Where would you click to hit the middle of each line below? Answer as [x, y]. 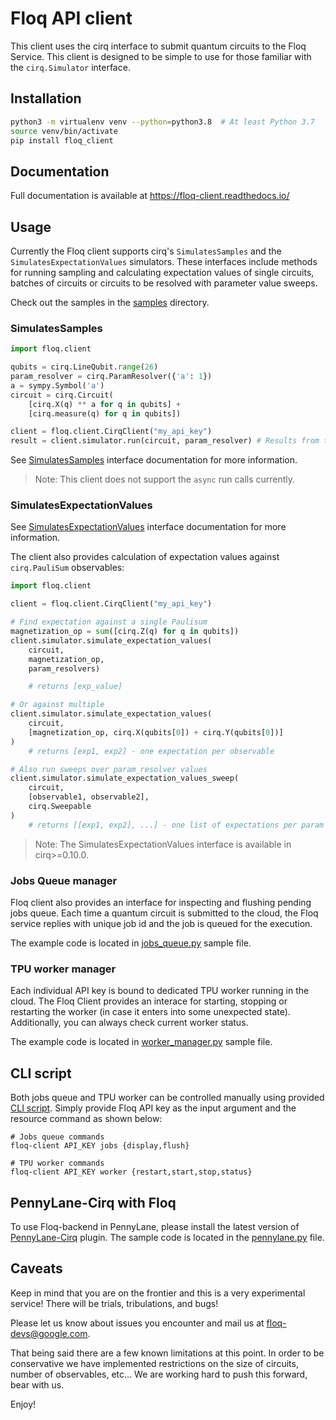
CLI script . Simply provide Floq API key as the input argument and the [153, 1108]
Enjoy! [23, 1404]
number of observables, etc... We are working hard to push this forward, [159, 1374]
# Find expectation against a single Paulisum [109, 622]
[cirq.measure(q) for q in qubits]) [105, 413]
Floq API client [71, 18]
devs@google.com [49, 1333]
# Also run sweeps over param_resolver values [109, 769]
